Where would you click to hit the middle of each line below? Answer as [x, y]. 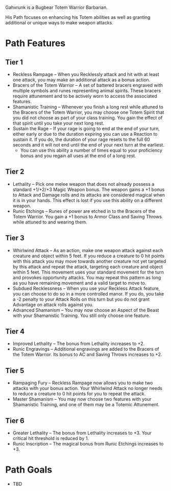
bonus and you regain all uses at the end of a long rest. [78, 156]
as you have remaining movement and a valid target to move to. [79, 283]
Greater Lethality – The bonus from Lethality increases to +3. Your [82, 433]
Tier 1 [14, 62]
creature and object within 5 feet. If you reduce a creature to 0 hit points [89, 256]
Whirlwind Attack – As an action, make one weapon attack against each [88, 250]
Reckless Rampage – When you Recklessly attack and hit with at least [86, 74]
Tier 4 [15, 332]
